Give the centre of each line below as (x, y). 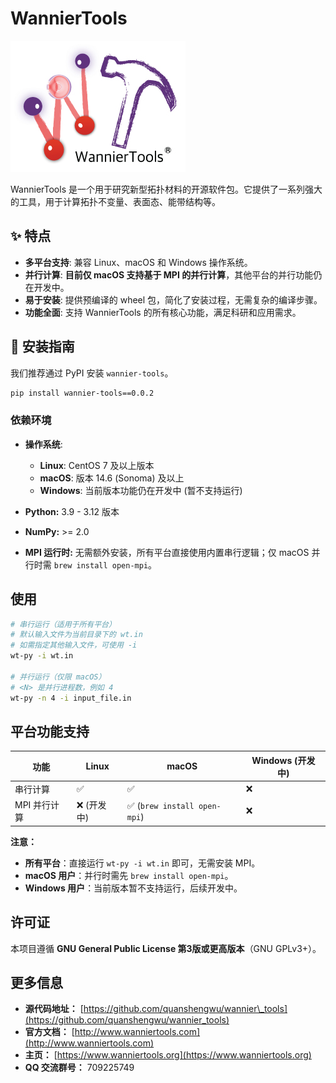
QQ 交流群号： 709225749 (79, 1068)
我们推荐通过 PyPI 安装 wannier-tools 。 (92, 373)
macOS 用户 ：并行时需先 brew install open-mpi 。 (129, 875)
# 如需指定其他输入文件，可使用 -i (74, 645)
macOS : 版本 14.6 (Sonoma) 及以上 (112, 478)
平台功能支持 (50, 731)
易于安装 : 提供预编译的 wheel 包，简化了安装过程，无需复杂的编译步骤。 (173, 299)
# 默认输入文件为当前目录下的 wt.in (76, 635)
